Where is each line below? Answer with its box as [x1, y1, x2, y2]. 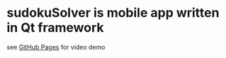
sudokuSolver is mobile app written [6, 5, 220, 21]
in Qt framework [6, 20, 104, 36]
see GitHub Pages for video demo [6, 43, 106, 51]
